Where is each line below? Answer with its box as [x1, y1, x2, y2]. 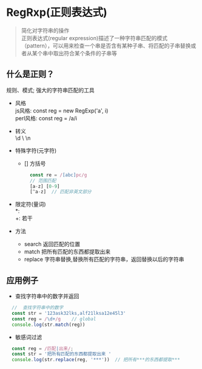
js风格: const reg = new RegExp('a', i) [15, 107, 109, 114]
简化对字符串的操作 [21, 27, 70, 34]
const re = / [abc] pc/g [29, 171, 87, 178]
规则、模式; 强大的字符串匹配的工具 [6, 86, 95, 94]
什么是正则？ [6, 69, 55, 80]
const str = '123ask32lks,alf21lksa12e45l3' [12, 310, 126, 316]
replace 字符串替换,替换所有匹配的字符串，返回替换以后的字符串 [24, 256, 184, 263]
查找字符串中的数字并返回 [15, 292, 79, 300]
